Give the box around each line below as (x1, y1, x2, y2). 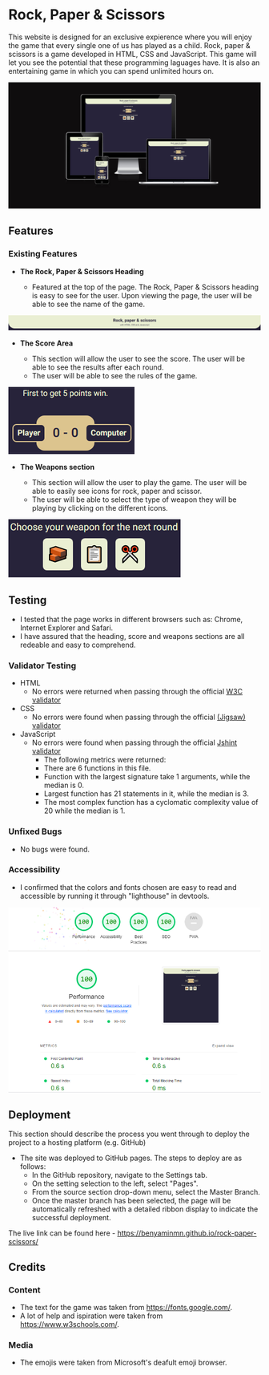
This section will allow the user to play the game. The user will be (31, 478, 247, 487)
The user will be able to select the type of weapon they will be (31, 495, 237, 504)
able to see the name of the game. (31, 299, 146, 309)
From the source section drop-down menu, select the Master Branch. (31, 1187, 260, 1197)
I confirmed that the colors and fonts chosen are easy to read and (19, 882, 237, 892)
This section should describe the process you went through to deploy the (8, 1129, 250, 1139)
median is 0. (43, 780, 85, 791)
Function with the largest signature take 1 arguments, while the (43, 772, 251, 782)
